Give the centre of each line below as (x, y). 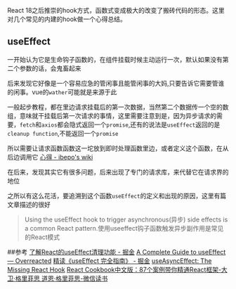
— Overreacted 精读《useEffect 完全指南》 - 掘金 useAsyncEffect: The (110, 261)
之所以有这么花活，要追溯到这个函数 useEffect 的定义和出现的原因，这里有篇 (117, 195)
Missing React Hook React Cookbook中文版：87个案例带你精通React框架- (114, 269)
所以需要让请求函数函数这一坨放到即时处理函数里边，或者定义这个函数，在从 (118, 148)
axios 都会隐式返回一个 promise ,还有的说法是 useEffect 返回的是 (131, 124)
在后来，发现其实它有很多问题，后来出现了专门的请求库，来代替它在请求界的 (118, 172)
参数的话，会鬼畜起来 (50, 68)
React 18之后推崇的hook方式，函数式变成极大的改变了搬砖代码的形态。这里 (116, 10)
